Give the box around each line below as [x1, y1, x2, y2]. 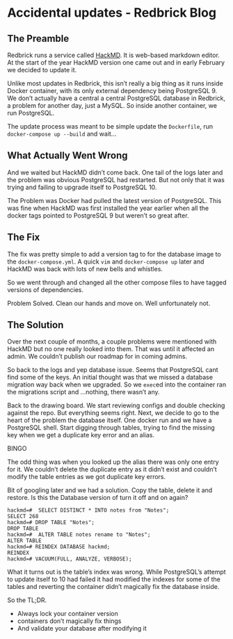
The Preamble [7, 33, 70, 45]
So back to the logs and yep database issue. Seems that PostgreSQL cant [7, 366, 218, 374]
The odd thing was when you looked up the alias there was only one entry [7, 458, 219, 467]
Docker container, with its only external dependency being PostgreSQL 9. [7, 87, 218, 95]
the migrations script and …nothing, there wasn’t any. [7, 388, 160, 396]
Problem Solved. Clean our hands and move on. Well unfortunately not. [7, 299, 211, 307]
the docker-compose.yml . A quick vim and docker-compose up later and [7, 257, 204, 266]
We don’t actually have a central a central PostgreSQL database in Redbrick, [7, 94, 226, 102]
